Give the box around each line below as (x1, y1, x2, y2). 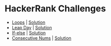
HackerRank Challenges (4, 3, 106, 14)
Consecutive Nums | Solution (11, 35, 71, 41)
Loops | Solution (11, 19, 46, 25)
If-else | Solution (11, 30, 46, 36)
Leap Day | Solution (11, 24, 53, 30)
